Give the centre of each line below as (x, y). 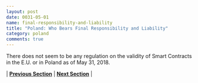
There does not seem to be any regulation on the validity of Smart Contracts (99, 56)
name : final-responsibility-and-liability (59, 23)
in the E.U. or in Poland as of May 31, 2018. (58, 62)
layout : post (22, 12)
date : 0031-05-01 (28, 17)
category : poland (28, 34)
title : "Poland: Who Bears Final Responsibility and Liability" (87, 28)
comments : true (25, 39)
